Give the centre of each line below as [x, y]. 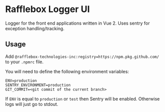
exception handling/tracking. [35, 28]
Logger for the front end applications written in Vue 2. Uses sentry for [77, 23]
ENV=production [21, 81]
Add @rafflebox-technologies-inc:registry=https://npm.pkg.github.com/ [82, 56]
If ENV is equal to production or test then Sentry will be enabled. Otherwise [82, 98]
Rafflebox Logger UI [48, 9]
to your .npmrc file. [24, 62]
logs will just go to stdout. [32, 104]
